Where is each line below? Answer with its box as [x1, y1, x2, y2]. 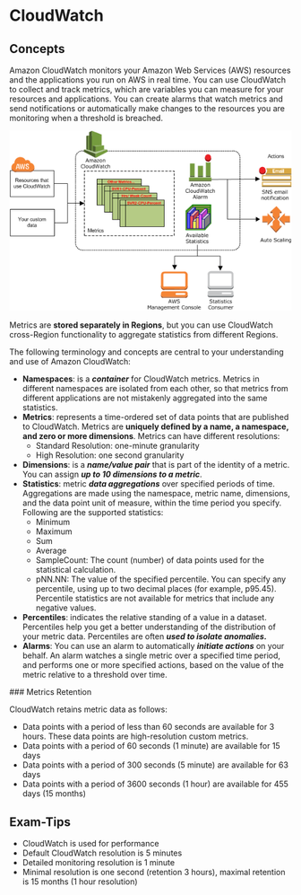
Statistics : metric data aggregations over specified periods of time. [21, 478, 276, 489]
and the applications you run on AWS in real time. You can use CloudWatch [9, 75, 287, 85]
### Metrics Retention [9, 687, 92, 698]
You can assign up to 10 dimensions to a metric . [21, 469, 202, 480]
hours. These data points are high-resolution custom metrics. [21, 731, 249, 741]
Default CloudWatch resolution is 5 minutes [21, 847, 183, 858]
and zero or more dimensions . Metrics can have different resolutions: [21, 431, 280, 442]
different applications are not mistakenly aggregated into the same [21, 392, 268, 404]
